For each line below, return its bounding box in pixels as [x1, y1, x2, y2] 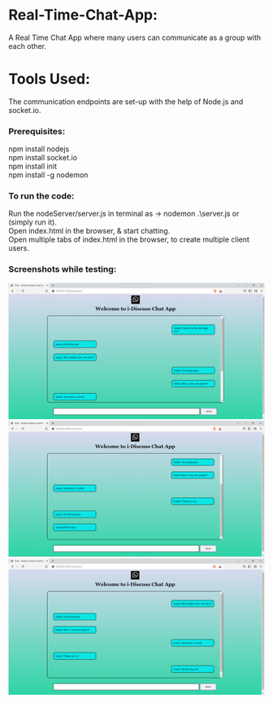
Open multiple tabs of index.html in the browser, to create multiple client [8, 234, 250, 245]
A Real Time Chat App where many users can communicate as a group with [8, 33, 262, 42]
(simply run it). [8, 217, 57, 227]
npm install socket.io [8, 153, 78, 163]
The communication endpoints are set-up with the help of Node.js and [8, 96, 244, 107]
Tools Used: [8, 70, 91, 89]
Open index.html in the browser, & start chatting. [8, 226, 171, 236]
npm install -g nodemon [8, 170, 89, 180]
